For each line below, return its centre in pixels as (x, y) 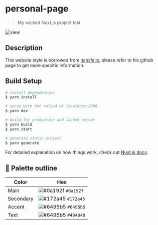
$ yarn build (19, 124)
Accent (16, 207)
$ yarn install (21, 97)
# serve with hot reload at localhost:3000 (51, 106)
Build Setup (24, 81)
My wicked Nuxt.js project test (49, 22)
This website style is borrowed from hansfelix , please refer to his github (79, 60)
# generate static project (33, 138)
